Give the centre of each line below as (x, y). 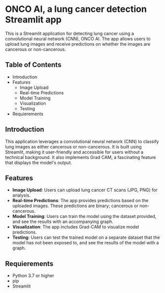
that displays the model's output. (39, 162)
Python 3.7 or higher (33, 276)
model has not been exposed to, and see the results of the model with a (85, 243)
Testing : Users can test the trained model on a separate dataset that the (86, 237)
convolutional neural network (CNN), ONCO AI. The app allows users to (78, 39)
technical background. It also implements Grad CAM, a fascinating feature (81, 157)
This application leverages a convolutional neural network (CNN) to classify (82, 141)
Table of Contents (33, 65)
